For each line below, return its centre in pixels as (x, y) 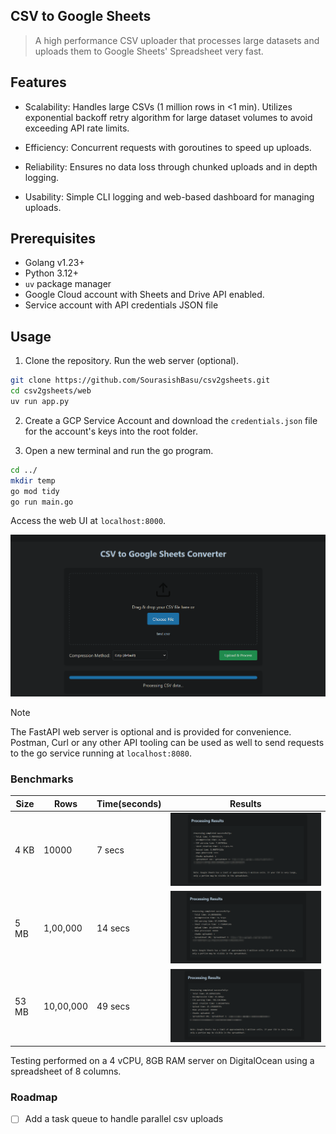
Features (38, 82)
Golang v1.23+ (54, 263)
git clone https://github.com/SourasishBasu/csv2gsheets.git (140, 380)
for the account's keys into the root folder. (111, 431)
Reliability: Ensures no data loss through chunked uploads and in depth (171, 166)
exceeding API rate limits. (77, 128)
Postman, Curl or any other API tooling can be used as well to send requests (167, 743)
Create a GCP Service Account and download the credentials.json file (171, 420)
